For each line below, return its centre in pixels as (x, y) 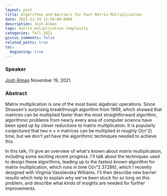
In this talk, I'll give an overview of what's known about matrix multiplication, (84, 151)
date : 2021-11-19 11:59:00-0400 (39, 19)
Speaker (15, 69)
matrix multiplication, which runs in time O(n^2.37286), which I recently (78, 167)
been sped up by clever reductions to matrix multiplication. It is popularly (80, 125)
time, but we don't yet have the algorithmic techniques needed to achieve (81, 136)
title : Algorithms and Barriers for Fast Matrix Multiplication (73, 15)
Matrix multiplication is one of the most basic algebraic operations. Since (80, 104)
